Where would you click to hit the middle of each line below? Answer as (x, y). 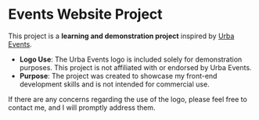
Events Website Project (85, 14)
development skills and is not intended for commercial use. (114, 84)
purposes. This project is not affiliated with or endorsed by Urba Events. (135, 67)
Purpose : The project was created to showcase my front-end (118, 76)
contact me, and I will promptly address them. (82, 108)
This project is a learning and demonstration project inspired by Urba (121, 36)
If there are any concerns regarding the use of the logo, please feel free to (128, 99)
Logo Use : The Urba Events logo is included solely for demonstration (131, 59)
